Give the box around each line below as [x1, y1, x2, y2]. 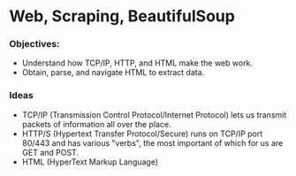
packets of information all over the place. [21, 119, 171, 129]
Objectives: [9, 38, 60, 50]
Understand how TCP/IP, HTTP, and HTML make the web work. [21, 57, 254, 68]
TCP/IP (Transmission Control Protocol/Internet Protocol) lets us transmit [21, 109, 287, 120]
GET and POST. [21, 147, 80, 157]
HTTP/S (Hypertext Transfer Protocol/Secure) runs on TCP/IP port [21, 128, 263, 139]
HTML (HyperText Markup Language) [21, 157, 159, 167]
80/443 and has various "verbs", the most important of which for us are [21, 137, 284, 148]
